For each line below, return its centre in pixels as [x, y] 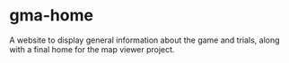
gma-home [52, 16]
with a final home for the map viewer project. [92, 49]
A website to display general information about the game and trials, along [144, 40]
